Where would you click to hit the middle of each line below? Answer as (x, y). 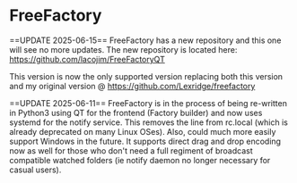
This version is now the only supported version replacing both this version (146, 76)
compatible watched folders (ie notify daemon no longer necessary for (140, 160)
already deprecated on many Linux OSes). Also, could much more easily (143, 131)
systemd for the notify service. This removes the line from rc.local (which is (149, 122)
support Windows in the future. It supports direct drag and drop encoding (145, 141)
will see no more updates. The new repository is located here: (123, 49)
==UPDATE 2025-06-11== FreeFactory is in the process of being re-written (148, 103)
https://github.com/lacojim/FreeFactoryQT (87, 59)
